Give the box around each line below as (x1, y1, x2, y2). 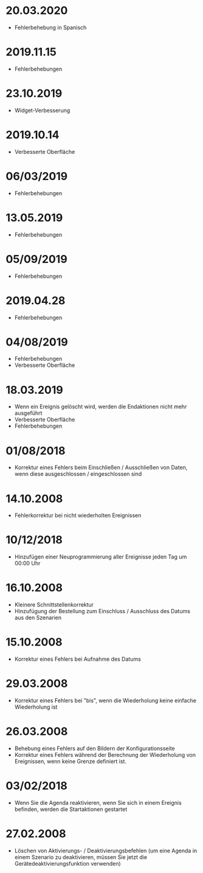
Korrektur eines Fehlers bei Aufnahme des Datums (14, 655, 141, 663)
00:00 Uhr (14, 560, 41, 567)
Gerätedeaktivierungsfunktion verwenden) (14, 860, 121, 867)
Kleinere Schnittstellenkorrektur (14, 601, 94, 608)
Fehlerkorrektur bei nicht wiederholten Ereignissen (14, 512, 142, 519)
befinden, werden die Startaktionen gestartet (14, 805, 128, 813)
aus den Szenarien (14, 614, 62, 621)
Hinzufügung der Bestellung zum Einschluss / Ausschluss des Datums (14, 608, 191, 615)
